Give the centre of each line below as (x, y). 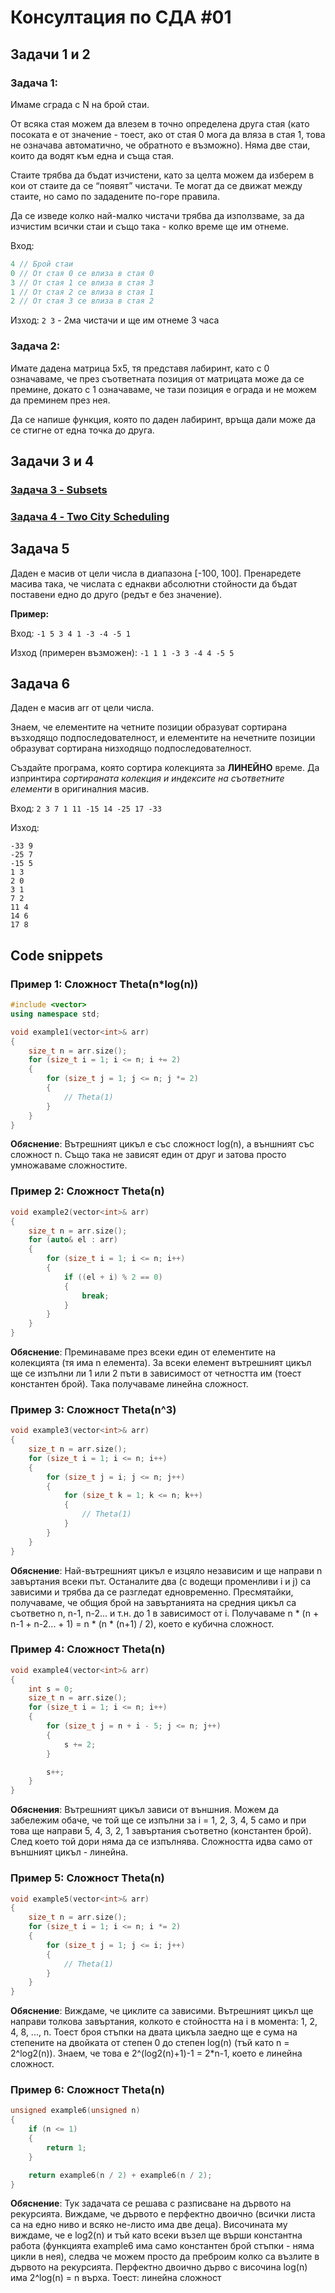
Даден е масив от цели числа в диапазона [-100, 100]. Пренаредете (156, 573)
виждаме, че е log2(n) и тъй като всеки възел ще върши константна (156, 2235)
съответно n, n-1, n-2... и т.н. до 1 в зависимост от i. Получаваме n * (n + (165, 1613)
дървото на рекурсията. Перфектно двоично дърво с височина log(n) (159, 2267)
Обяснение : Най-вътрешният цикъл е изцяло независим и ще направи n (166, 1570)
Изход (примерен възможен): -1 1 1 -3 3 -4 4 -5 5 (122, 652)
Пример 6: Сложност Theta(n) (87, 2090)
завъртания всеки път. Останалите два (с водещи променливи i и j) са (160, 1581)
